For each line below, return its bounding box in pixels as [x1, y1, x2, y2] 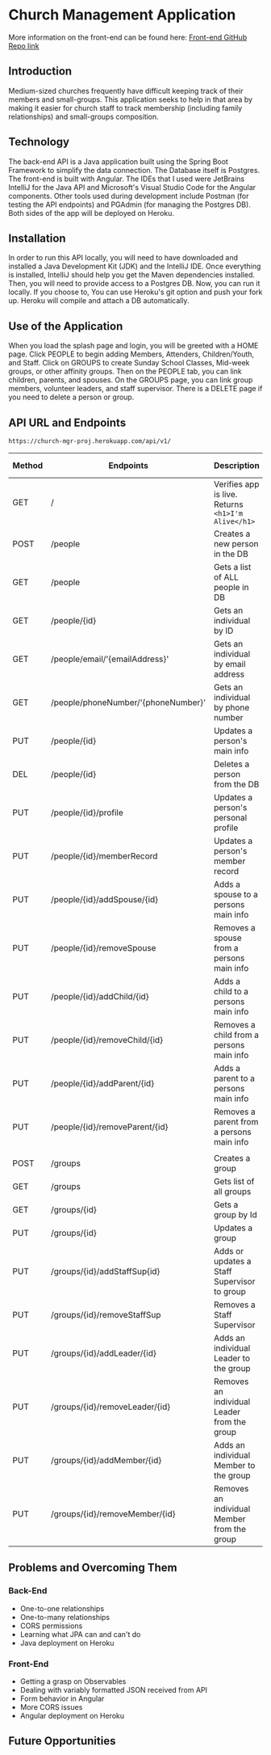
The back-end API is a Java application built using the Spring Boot [8, 156, 228, 167]
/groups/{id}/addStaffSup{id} [51, 1266, 161, 1276]
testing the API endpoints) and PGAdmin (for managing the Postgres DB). [8, 200, 252, 209]
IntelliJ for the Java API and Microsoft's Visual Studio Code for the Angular [8, 182, 256, 192]
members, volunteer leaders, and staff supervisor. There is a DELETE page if [8, 384, 263, 394]
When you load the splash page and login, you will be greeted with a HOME [8, 341, 259, 351]
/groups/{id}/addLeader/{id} [51, 1348, 157, 1359]
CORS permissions [19, 1621, 83, 1631]
